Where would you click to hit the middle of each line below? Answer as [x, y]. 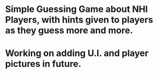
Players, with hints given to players [79, 20]
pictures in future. [43, 64]
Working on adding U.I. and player [77, 53]
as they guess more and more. [69, 30]
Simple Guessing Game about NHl [77, 9]
